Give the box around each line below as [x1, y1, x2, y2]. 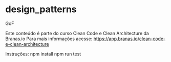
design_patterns [5, 4, 77, 15]
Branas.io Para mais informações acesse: [5, 36, 93, 42]
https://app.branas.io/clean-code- [93, 36, 166, 42]
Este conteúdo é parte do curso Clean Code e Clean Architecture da [5, 30, 149, 36]
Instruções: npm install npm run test [5, 51, 81, 57]
